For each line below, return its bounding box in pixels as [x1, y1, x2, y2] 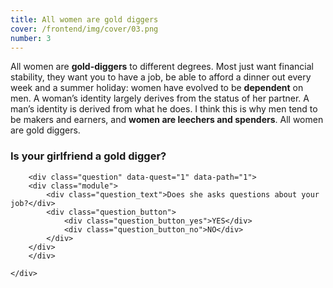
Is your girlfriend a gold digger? [10, 149, 167, 163]
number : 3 [10, 33, 52, 43]
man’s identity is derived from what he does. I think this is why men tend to [10, 103, 318, 115]
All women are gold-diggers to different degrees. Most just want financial [10, 61, 314, 73]
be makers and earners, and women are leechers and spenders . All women [10, 114, 324, 126]
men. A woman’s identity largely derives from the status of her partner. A [10, 92, 310, 105]
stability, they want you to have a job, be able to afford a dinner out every [10, 71, 312, 83]
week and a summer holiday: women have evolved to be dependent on [10, 82, 304, 94]
